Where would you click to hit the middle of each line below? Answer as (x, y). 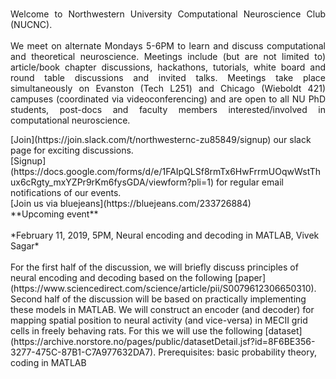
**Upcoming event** (54, 214)
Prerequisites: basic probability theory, (237, 352)
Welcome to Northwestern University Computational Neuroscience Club (168, 14)
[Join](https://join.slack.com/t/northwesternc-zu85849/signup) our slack (161, 139)
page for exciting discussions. (72, 150)
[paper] (250, 277)
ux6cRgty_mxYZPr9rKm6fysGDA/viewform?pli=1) (112, 182)
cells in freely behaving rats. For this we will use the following (136, 331)
